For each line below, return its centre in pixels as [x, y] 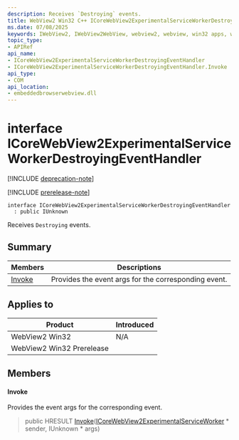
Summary [30, 247]
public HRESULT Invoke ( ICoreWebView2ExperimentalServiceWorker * [127, 421]
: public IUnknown [41, 212]
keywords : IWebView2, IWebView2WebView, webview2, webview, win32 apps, [117, 34]
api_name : [22, 54]
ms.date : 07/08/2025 [38, 27]
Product [60, 325]
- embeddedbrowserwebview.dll [52, 93]
